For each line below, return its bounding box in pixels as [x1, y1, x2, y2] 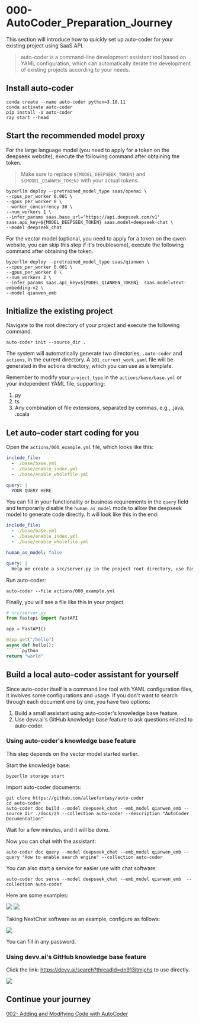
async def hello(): [6, 642, 54, 649]
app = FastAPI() [6, 626, 46, 632]
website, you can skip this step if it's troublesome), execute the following [6, 241, 184, 248]
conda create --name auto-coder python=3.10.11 [6, 99, 126, 105]
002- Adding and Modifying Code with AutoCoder [6, 1010, 129, 1017]
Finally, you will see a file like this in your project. [6, 598, 126, 605]
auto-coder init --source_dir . [6, 339, 86, 345]
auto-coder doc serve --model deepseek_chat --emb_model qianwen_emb [6, 876, 182, 882]
